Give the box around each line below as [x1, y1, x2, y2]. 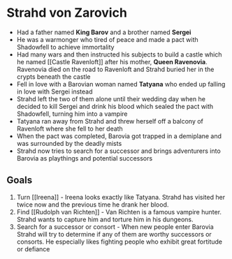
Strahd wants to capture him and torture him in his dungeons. [16, 215, 194, 223]
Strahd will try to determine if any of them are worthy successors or [16, 230, 212, 238]
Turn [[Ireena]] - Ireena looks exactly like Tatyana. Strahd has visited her [16, 193, 225, 201]
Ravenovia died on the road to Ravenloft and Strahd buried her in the [16, 65, 215, 73]
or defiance [16, 244, 50, 253]
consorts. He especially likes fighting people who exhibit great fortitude [16, 237, 223, 246]
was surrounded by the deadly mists [16, 139, 122, 147]
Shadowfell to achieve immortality [16, 43, 115, 51]
